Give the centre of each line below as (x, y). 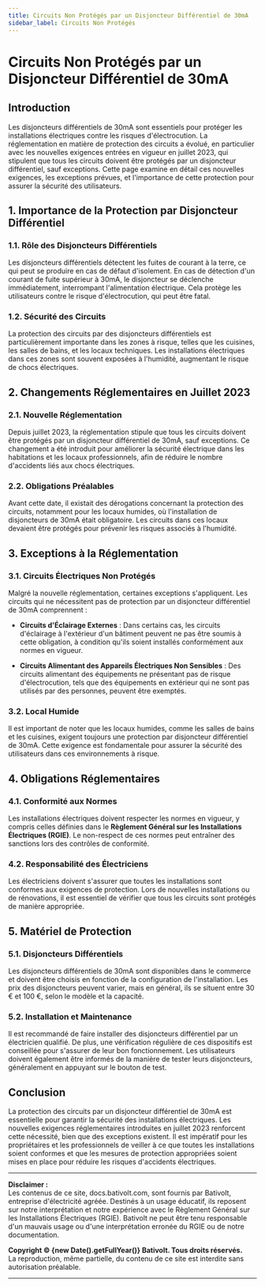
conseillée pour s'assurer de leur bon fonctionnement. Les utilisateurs (121, 1051)
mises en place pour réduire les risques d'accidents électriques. (112, 1162)
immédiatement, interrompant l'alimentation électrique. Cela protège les (125, 288)
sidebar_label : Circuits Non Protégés (72, 23)
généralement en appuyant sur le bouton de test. (88, 1067)
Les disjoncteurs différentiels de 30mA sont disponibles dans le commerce (129, 971)
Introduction (39, 108)
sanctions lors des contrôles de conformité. (79, 844)
